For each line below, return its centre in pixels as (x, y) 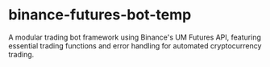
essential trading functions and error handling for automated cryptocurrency (135, 45)
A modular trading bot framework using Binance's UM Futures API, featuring (135, 37)
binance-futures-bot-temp (100, 15)
